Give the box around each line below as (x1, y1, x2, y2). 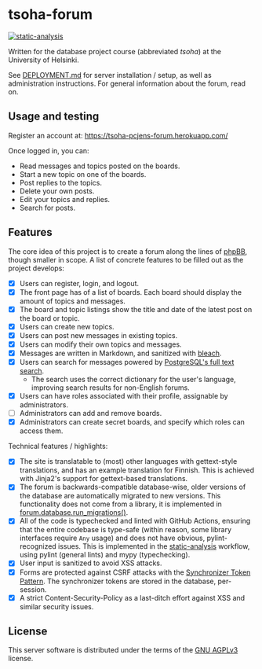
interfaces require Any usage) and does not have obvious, (19, 533, 206, 543)
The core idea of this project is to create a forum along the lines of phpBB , (8, 246, 248, 256)
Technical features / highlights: (8, 442, 108, 451)
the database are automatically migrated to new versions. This (19, 491, 221, 501)
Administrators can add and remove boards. (19, 409, 162, 418)
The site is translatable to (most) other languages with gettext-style (19, 457, 238, 466)
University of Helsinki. (8, 55, 80, 64)
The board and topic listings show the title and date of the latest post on (19, 304, 253, 314)
